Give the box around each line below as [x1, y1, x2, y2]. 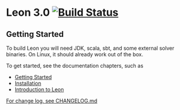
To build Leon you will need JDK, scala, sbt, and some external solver [6, 44, 175, 51]
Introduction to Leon [14, 86, 64, 93]
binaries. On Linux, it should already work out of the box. [6, 51, 144, 58]
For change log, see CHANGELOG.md [6, 97, 98, 104]
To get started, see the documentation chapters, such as [6, 62, 144, 69]
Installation [14, 80, 42, 87]
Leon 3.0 [6, 6, 50, 19]
